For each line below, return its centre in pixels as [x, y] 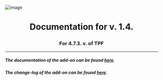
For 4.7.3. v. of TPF [81, 43]
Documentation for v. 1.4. [81, 27]
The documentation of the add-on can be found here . [60, 60]
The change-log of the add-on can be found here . [56, 72]
